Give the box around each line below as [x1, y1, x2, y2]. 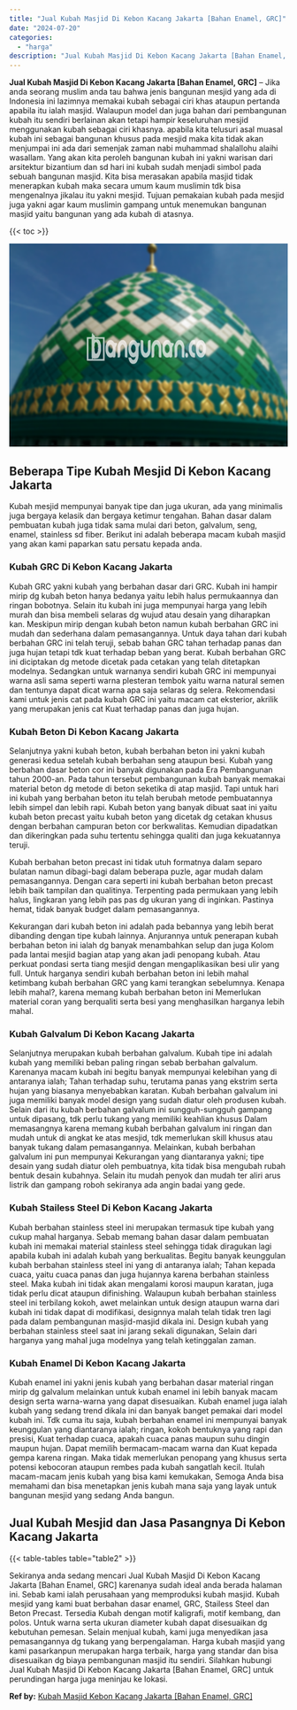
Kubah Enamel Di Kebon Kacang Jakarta [9, 1357, 186, 1369]
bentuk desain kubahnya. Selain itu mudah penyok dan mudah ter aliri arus [9, 1170, 281, 1181]
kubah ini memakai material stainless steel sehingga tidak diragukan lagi [9, 1241, 272, 1251]
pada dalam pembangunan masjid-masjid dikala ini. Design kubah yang [9, 1316, 269, 1327]
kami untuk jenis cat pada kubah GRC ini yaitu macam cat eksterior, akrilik [9, 693, 278, 704]
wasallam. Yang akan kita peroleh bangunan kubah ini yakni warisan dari [9, 152, 274, 163]
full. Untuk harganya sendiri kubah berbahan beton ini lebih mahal [9, 968, 249, 979]
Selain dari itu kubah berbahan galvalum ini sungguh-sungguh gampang [9, 1104, 272, 1115]
